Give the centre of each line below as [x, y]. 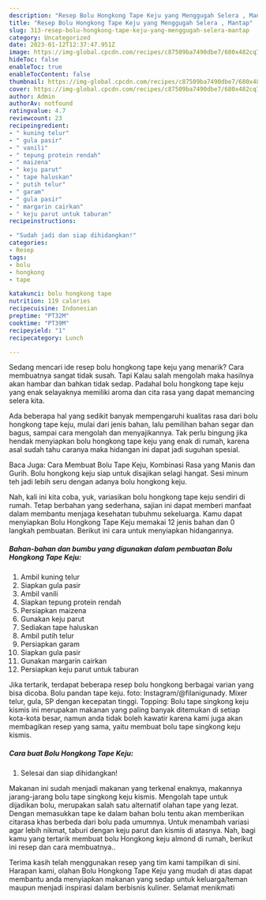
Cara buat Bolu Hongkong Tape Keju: [71, 753]
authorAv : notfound [41, 104]
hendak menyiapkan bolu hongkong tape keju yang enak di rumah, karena [129, 441]
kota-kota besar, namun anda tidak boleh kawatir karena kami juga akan [126, 718]
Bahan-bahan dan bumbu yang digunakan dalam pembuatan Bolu [121, 548]
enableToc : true [36, 67]
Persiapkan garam [50, 644]
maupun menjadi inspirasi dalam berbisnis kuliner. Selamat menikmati [122, 888]
